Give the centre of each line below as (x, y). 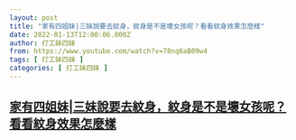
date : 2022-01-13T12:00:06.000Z (70, 34)
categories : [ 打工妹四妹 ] (59, 69)
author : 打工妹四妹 (42, 43)
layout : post (34, 18)
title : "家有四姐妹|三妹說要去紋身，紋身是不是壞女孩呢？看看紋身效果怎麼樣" (137, 26)
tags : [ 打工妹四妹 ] (46, 60)
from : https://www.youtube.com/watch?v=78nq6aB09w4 (108, 51)
